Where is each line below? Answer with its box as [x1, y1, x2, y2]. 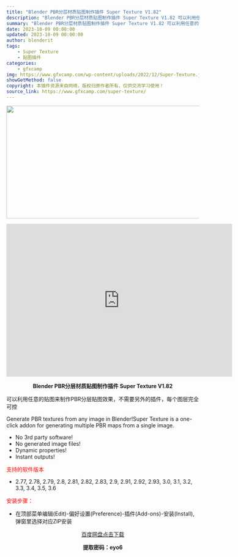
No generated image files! [15, 440, 81, 447]
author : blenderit [6, 37, 53, 43]
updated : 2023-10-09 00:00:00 [6, 32, 84, 38]
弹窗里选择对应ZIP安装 [15, 517, 72, 525]
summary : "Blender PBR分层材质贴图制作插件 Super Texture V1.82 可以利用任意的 [6, 20, 199, 26]
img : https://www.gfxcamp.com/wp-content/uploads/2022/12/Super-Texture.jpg [6, 72, 207, 78]
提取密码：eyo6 [83, 544, 123, 551]
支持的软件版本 [6, 465, 44, 473]
